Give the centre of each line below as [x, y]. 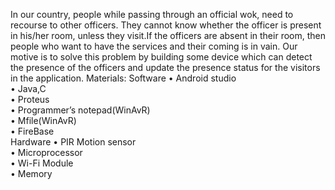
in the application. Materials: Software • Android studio [123, 78]
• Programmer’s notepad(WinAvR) [80, 110]
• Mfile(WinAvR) [43, 120]
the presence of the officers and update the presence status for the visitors [165, 67]
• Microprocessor [46, 152]
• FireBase [32, 131]
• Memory [31, 173]
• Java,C [28, 88]
